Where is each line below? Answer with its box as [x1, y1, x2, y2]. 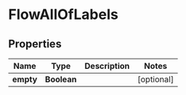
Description [84, 61, 130, 71]
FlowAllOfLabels [8, 6, 119, 24]
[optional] [137, 74, 174, 85]
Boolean [45, 74, 77, 85]
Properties [8, 37, 62, 51]
